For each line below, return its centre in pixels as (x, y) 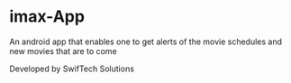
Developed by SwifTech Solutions (72, 69)
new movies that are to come (63, 51)
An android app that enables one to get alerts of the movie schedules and (145, 41)
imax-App (47, 17)
